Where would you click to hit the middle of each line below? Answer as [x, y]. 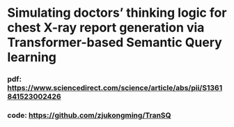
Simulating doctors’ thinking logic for [117, 13]
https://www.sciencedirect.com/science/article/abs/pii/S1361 [115, 88]
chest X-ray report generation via [106, 28]
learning [32, 58]
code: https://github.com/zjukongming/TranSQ [89, 115]
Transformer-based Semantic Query [115, 43]
